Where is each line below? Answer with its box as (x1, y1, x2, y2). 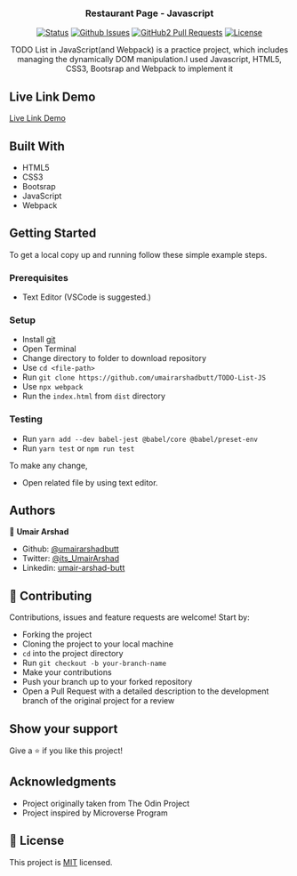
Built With (9, 139, 65, 154)
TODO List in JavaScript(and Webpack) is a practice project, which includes (10, 44, 289, 55)
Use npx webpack (21, 382, 84, 392)
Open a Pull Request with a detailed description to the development (21, 686, 269, 696)
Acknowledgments (9, 775, 117, 790)
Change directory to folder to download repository (21, 353, 207, 364)
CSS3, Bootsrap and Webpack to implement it (65, 63, 234, 74)
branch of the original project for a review (21, 695, 175, 706)
